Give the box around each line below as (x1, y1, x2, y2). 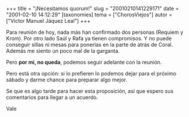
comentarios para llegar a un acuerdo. (6, 94, 98, 101)
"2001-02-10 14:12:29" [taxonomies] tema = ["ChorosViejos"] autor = (6, 11, 173, 18)
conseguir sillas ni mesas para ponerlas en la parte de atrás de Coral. (6, 41, 173, 48)
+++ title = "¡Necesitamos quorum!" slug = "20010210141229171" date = (6, 5, 180, 12)
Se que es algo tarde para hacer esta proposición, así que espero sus (6, 88, 174, 94)
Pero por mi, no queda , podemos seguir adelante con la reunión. (6, 58, 162, 66)
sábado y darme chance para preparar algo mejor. (6, 76, 128, 83)
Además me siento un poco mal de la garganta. (6, 47, 120, 54)
